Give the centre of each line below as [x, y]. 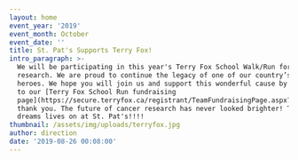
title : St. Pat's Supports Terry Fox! [81, 51]
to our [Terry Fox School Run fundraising [97, 92]
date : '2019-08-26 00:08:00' [63, 141]
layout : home [33, 17]
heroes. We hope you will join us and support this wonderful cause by [153, 84]
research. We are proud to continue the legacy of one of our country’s [154, 76]
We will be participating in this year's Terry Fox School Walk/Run [146, 68]
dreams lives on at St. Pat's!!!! [81, 116]
